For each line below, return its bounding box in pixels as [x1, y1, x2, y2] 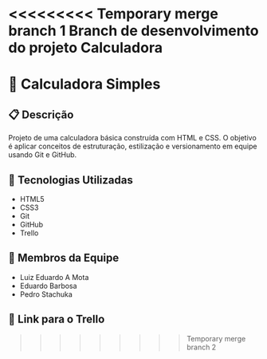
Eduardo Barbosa [19, 281, 77, 290]
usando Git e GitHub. [8, 150, 77, 160]
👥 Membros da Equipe [8, 251, 120, 265]
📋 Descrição [8, 108, 74, 121]
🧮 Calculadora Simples [8, 75, 161, 93]
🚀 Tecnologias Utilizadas [8, 173, 133, 187]
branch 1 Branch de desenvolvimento [8, 22, 259, 40]
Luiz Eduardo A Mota [19, 272, 89, 282]
